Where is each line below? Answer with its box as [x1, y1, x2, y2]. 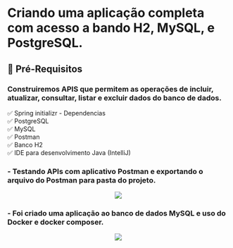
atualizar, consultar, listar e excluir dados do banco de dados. [7, 93, 222, 103]
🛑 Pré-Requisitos [7, 63, 83, 75]
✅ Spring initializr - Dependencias [7, 108, 106, 117]
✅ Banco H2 [7, 140, 44, 149]
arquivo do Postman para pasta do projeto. [7, 175, 156, 185]
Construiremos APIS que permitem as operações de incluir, [7, 84, 214, 94]
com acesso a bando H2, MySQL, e [7, 20, 215, 36]
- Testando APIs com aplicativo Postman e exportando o [7, 166, 203, 176]
